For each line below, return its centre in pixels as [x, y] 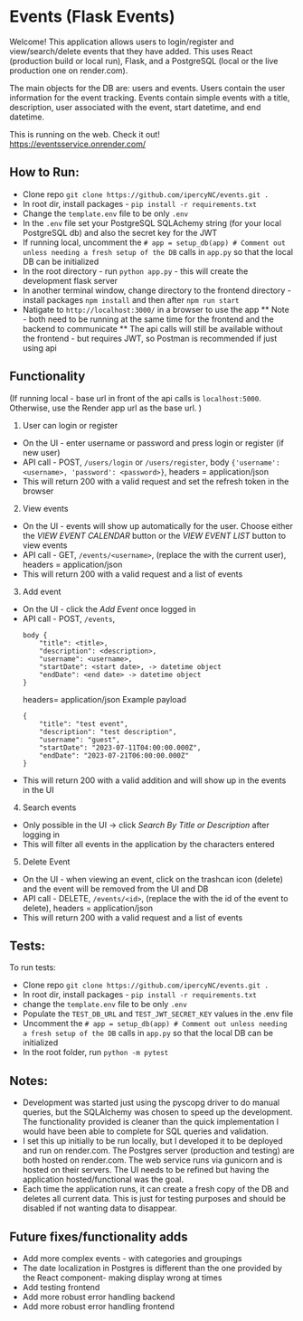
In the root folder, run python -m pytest [95, 1052]
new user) [41, 452]
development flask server [70, 280]
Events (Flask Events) [92, 17]
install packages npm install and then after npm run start [131, 299]
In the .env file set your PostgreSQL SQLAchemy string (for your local [152, 222]
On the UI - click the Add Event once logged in [109, 609]
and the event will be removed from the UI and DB [115, 889]
